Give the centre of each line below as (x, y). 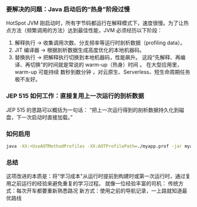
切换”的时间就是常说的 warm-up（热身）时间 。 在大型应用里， (106, 65)
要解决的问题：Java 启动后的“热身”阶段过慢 (68, 9)
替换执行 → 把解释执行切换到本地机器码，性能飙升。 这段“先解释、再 (97, 57)
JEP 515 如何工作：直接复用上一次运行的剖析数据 (75, 96)
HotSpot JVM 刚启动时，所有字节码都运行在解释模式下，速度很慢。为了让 (95, 23)
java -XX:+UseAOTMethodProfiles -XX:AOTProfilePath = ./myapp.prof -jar (94, 146)
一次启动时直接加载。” (47, 117)
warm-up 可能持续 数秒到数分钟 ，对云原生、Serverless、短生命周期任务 (102, 72)
